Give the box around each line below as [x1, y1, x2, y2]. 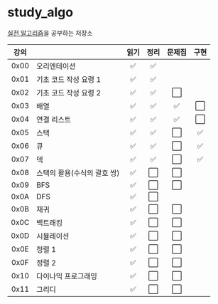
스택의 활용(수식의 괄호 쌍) [36, 168, 120, 178]
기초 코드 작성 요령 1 [36, 74, 102, 84]
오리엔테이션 [36, 61, 76, 71]
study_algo [7, 4, 73, 21]
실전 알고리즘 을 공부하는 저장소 [7, 28, 94, 37]
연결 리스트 [36, 115, 72, 125]
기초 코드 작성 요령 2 [36, 88, 102, 98]
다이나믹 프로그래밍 [36, 271, 97, 281]
